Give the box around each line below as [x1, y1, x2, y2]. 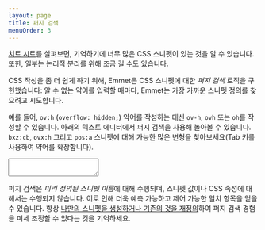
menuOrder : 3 [8, 26, 52, 34]
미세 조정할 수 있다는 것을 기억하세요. [16, 213, 131, 223]
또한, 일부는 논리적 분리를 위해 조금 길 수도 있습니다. [8, 59, 169, 68]
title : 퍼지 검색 [8, 19, 60, 27]
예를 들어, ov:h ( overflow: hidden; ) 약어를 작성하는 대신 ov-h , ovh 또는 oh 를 [8, 113, 246, 122]
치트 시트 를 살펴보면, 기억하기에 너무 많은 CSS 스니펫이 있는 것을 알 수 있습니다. [8, 49, 255, 59]
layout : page [8, 11, 52, 20]
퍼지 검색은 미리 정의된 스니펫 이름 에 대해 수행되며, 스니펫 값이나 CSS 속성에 [8, 184, 244, 194]
